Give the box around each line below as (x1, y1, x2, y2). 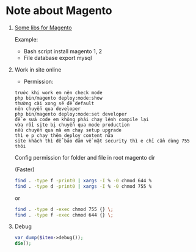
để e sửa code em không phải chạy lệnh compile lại (14, 116, 149, 122)
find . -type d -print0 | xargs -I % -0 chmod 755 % (14, 183, 152, 190)
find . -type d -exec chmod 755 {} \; (14, 206, 114, 212)
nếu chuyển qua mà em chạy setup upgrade (14, 127, 122, 133)
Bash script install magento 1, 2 (23, 47, 102, 55)
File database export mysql (23, 54, 92, 61)
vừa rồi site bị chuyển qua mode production (14, 122, 130, 128)
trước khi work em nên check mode (14, 89, 103, 95)
